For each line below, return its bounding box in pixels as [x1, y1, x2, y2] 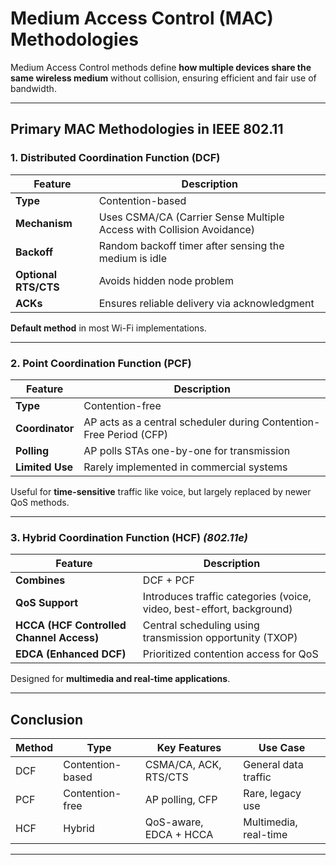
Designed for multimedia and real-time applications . [10, 673, 231, 685]
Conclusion [10, 711, 84, 728]
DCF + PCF [142, 573, 195, 587]
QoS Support [15, 596, 79, 610]
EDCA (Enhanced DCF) [15, 647, 127, 661]
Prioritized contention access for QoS [142, 647, 319, 661]
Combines [15, 573, 66, 587]
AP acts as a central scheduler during [83, 415, 260, 429]
